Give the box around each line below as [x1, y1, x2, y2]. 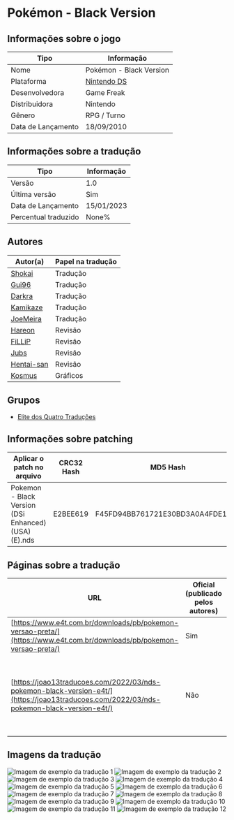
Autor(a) [15, 256, 44, 266]
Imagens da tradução [7, 749, 102, 761]
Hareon [10, 325, 36, 335]
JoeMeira [10, 314, 42, 323]
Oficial [192, 580, 215, 590]
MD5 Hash [150, 462, 186, 472]
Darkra [10, 291, 33, 301]
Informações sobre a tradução [7, 145, 141, 158]
